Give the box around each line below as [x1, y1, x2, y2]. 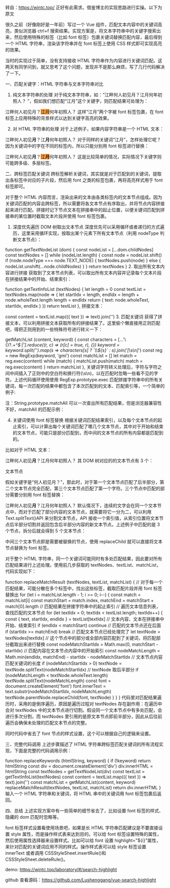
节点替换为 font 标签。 [5, 545, 52, 551]
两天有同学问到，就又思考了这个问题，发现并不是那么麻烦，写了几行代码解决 [5, 64, 165, 70]
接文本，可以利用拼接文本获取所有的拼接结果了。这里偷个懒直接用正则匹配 [5, 320, 160, 326]
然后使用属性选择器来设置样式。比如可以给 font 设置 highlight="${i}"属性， [5, 837, 161, 843]
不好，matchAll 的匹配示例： [5, 406, 65, 412]
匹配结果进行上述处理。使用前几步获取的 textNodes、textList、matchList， [5, 562, 161, 568]
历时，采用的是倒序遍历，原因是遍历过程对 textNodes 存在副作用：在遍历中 [5, 701, 162, 707]
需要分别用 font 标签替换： [9, 492, 65, 497]
